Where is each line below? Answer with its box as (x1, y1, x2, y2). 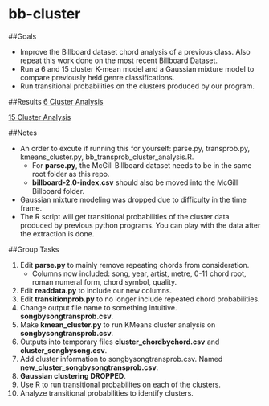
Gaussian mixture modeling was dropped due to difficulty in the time (19, 195, 247, 204)
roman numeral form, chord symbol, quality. (31, 277, 177, 286)
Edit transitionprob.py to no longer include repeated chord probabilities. (19, 294, 260, 304)
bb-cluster (8, 5, 81, 23)
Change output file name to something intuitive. (19, 302, 178, 312)
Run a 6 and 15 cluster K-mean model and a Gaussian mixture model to (19, 64, 255, 73)
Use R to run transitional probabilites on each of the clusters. (19, 379, 221, 389)
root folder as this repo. (31, 169, 110, 178)
